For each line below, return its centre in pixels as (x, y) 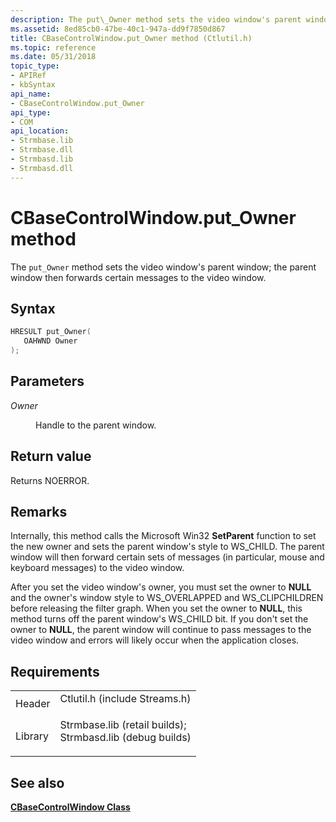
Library (32, 736)
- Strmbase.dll (42, 150)
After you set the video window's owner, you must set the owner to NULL (161, 587)
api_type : (31, 112)
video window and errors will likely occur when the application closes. (155, 640)
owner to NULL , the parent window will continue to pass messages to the (161, 630)
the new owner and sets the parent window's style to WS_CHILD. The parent (167, 547)
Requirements (55, 671)
